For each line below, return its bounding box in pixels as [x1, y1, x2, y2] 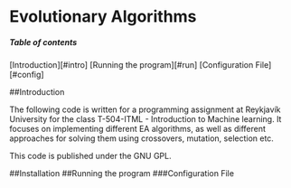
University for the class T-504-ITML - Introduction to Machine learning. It [9, 114, 282, 125]
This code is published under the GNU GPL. [9, 151, 172, 162]
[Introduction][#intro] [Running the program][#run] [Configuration [9, 60, 254, 70]
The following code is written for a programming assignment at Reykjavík [9, 104, 281, 115]
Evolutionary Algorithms [9, 6, 197, 27]
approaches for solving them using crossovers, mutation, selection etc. [9, 133, 274, 144]
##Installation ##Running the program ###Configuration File [9, 168, 235, 179]
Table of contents [9, 36, 78, 47]
